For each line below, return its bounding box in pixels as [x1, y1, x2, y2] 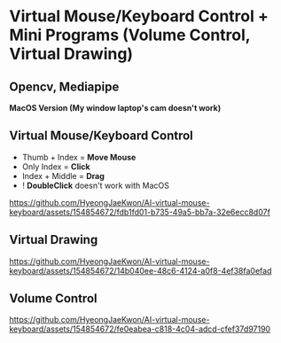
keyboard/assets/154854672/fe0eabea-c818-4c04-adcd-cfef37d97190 [9, 324, 271, 334]
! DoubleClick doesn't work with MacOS [21, 180, 170, 191]
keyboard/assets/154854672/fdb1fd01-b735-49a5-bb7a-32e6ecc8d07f [9, 207, 270, 217]
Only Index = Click [21, 161, 90, 172]
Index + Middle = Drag [21, 170, 105, 181]
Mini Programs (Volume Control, [9, 25, 251, 45]
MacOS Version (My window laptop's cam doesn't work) [9, 103, 222, 113]
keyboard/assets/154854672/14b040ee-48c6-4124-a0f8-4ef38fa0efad [9, 265, 272, 276]
